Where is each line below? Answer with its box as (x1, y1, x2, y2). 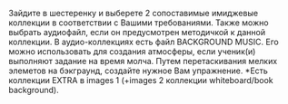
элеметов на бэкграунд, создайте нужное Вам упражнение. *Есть (8, 65, 269, 76)
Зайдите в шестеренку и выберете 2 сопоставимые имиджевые (8, 8, 259, 18)
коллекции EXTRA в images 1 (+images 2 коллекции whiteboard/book (8, 75, 273, 85)
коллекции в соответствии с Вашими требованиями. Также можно (8, 17, 269, 28)
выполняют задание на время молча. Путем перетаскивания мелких (8, 56, 278, 66)
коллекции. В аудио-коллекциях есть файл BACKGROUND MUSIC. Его (8, 36, 279, 47)
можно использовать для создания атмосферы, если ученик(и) (8, 46, 256, 57)
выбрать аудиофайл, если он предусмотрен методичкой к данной (8, 27, 265, 37)
